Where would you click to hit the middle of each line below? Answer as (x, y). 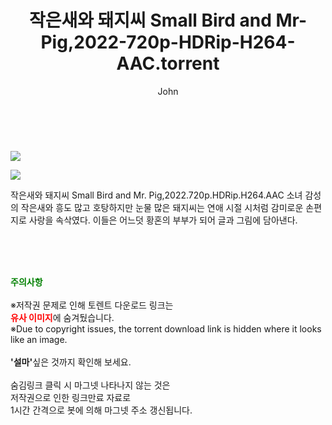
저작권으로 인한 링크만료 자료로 (71, 397)
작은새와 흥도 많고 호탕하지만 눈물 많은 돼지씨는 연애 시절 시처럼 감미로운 (162, 207)
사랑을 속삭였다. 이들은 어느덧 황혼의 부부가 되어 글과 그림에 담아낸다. (163, 220)
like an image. (39, 339)
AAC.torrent (168, 63)
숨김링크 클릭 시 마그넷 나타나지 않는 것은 (90, 385)
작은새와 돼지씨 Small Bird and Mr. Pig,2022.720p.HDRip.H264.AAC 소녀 (156, 195)
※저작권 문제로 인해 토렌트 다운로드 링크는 (92, 305)
